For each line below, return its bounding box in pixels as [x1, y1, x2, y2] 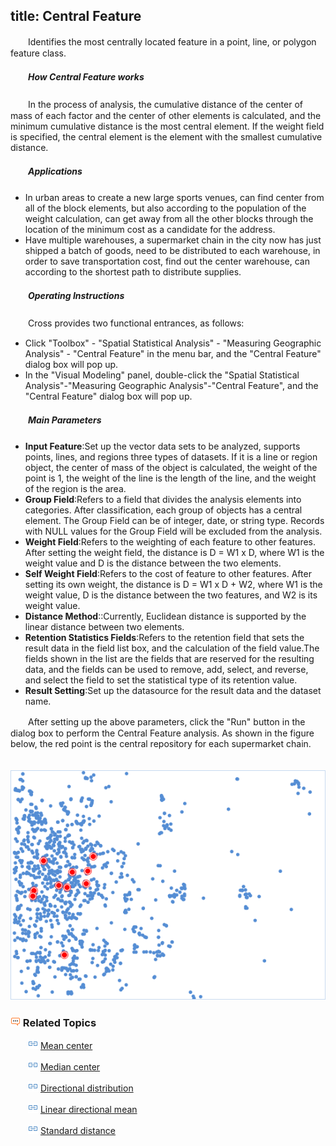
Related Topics [22, 1015, 97, 1029]
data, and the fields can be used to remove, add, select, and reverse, [24, 663, 309, 675]
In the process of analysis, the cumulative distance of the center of [27, 98, 304, 110]
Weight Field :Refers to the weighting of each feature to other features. [24, 535, 317, 548]
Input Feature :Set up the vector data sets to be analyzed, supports [24, 440, 301, 452]
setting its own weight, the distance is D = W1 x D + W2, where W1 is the [24, 578, 323, 590]
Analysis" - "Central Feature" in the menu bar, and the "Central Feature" [24, 347, 322, 359]
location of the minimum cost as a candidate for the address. [24, 223, 276, 235]
